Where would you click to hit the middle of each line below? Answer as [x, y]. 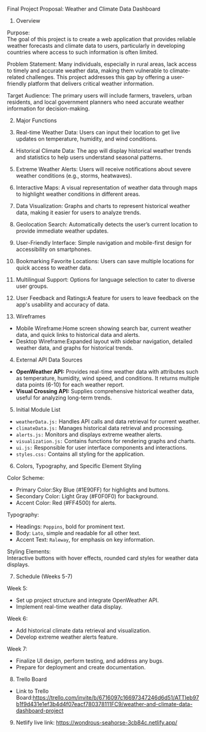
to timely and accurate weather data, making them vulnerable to [88, 71]
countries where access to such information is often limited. [82, 52]
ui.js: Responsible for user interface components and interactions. [101, 448]
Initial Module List [38, 410]
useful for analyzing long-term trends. [64, 398]
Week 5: [17, 588]
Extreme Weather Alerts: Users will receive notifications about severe [103, 169]
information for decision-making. [48, 109]
